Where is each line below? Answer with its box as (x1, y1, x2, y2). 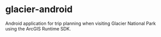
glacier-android (5, 4, 73, 15)
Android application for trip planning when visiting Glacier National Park (5, 20, 156, 26)
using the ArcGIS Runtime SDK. (5, 25, 72, 31)
